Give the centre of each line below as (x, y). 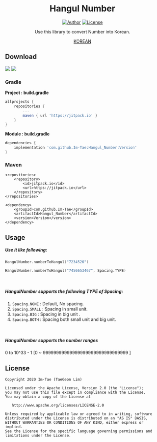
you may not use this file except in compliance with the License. (76, 393)
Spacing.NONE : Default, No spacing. (48, 304)
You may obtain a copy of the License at (48, 397)
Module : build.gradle (27, 134)
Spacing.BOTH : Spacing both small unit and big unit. (64, 319)
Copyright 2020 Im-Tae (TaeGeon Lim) (44, 379)
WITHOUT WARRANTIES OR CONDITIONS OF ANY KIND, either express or (74, 423)
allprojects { (20, 102)
